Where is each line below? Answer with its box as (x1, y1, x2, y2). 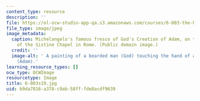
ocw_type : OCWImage (6, 70, 55, 75)
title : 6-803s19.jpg (6, 81, 58, 87)
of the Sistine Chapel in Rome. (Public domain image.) (17, 42, 159, 48)
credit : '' (11, 48, 39, 53)
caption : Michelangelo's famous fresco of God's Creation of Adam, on (11, 36, 190, 42)
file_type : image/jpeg (6, 25, 62, 31)
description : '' (6, 14, 46, 20)
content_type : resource (6, 8, 65, 15)
